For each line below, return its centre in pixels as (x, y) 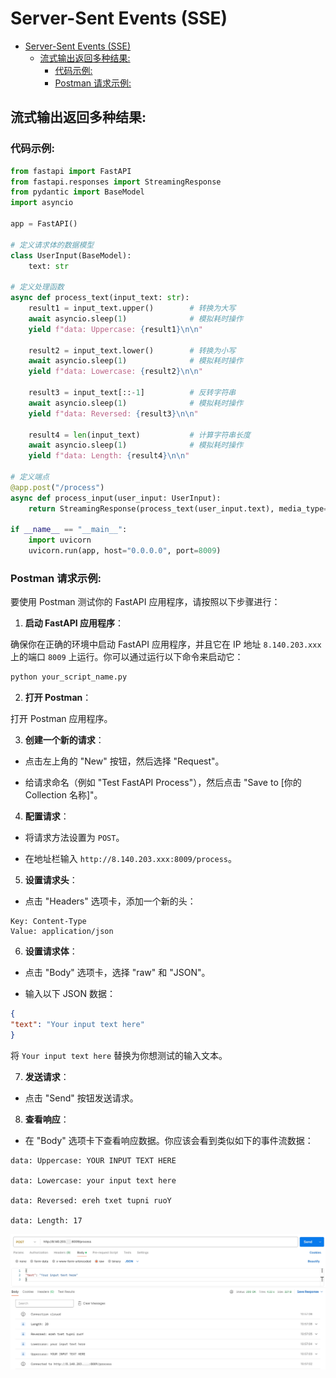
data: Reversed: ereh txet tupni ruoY (91, 1200)
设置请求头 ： (51, 880)
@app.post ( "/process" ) (57, 487)
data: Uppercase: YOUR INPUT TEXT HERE (93, 1160)
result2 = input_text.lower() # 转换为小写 (132, 350)
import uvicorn (60, 540)
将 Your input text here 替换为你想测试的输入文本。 (119, 1055)
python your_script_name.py (69, 677)
